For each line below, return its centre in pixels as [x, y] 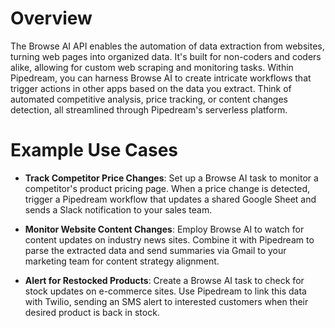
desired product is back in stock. [92, 312]
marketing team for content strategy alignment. [122, 261]
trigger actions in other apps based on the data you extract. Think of [151, 88]
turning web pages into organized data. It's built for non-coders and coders [166, 56]
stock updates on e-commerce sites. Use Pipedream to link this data [165, 291]
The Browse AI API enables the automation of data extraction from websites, [167, 46]
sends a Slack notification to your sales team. [118, 209]
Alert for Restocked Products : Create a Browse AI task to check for [164, 280]
